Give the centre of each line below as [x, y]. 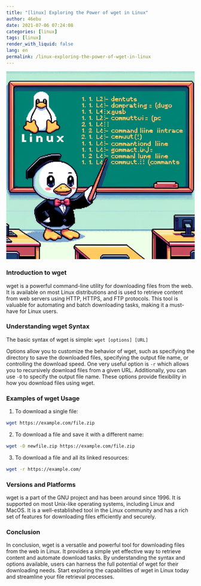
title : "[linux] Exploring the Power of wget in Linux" [77, 13]
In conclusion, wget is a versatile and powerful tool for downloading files [95, 545]
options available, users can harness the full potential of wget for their [92, 564]
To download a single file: [46, 412]
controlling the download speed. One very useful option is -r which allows [98, 364]
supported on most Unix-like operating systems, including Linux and [90, 504]
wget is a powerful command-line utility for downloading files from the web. [100, 286]
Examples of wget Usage [43, 398]
